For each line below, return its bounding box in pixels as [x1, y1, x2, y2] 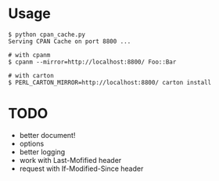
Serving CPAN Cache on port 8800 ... [8, 37, 131, 45]
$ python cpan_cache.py [8, 31, 86, 38]
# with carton [8, 71, 55, 79]
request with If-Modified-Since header [19, 164, 144, 173]
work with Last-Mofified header [19, 155, 122, 165]
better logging [19, 147, 66, 157]
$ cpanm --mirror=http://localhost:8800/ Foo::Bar [8, 58, 177, 66]
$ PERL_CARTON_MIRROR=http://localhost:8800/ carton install [8, 78, 212, 86]
